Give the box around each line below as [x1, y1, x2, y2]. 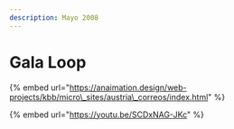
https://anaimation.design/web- [69, 82, 187, 93]
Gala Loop [9, 51, 87, 72]
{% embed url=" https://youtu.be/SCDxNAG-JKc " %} [9, 109, 205, 120]
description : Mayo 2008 [9, 13, 99, 23]
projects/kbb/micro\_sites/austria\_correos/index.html [9, 91, 209, 102]
